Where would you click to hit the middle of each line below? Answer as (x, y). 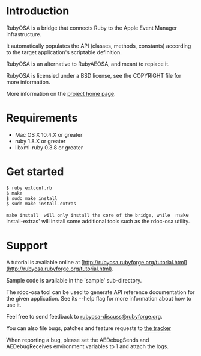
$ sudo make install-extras (41, 204)
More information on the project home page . (61, 93)
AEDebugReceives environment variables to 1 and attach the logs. (88, 346)
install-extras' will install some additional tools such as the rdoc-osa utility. (98, 221)
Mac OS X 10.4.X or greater (49, 134)
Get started (35, 172)
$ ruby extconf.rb (29, 188)
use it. (14, 305)
